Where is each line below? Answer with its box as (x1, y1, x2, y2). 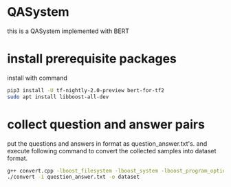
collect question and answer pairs (7, 116, 205, 132)
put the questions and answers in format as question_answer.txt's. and (7, 139, 208, 148)
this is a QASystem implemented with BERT (7, 27, 129, 35)
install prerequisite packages (7, 51, 177, 67)
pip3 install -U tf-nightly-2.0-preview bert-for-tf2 (7, 87, 165, 93)
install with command (7, 74, 67, 82)
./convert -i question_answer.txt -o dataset (7, 173, 140, 181)
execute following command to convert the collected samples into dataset (7, 146, 217, 155)
